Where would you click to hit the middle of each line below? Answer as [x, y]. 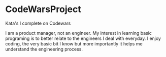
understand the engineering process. [44, 49]
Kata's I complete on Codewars [38, 23]
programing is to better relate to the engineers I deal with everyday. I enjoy [83, 38]
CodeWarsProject [43, 9]
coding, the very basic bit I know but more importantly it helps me [74, 43]
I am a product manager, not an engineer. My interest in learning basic [79, 33]
